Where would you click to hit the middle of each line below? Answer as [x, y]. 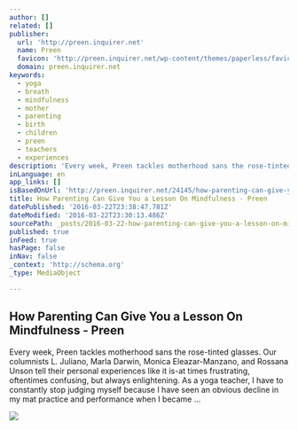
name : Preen [39, 51]
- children [37, 133]
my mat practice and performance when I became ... [105, 399]
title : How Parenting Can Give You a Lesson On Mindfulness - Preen [138, 199]
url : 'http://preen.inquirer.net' [81, 42]
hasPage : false [37, 248]
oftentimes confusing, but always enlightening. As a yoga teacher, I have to [146, 380]
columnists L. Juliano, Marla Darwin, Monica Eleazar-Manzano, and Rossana [149, 361]
